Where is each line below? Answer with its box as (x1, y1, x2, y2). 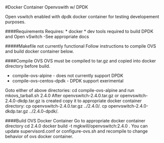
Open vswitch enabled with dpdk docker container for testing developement (5, 14, 160, 19)
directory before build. (5, 63, 51, 69)
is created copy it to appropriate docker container (41, 98, 142, 104)
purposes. (5, 19, 26, 25)
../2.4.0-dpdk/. (29, 108, 59, 114)
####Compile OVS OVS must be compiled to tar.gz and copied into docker (5, 58, 156, 63)
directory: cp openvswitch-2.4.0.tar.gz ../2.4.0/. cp (5, 103, 108, 109)
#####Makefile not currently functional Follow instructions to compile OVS (5, 43, 156, 49)
